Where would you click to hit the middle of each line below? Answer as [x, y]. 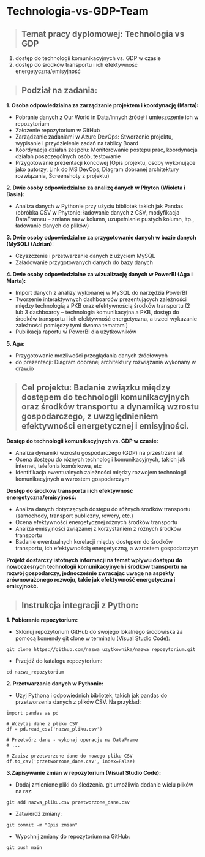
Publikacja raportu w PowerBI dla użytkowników [76, 332]
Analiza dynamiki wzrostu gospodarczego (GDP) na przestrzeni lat [99, 452]
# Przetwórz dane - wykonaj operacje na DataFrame [72, 740]
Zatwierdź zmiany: [39, 814]
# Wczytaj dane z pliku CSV [42, 724]
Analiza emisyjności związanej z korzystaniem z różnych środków [98, 528]
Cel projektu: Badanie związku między [96, 388]
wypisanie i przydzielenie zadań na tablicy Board [77, 143]
